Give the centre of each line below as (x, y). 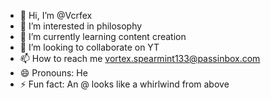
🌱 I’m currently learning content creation (103, 36)
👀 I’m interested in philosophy (81, 26)
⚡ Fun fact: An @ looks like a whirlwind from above (124, 84)
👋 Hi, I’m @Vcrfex (56, 15)
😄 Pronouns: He (53, 73)
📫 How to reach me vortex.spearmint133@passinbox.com (140, 58)
